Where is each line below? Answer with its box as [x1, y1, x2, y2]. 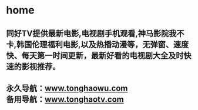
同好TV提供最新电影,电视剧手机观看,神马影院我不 [6, 28, 184, 38]
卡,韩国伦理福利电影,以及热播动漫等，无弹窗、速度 [6, 39, 189, 49]
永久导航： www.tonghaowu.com [6, 83, 128, 93]
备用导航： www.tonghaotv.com [6, 94, 125, 104]
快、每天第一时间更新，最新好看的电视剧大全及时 [6, 51, 184, 61]
